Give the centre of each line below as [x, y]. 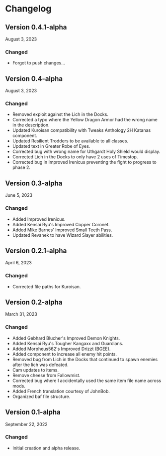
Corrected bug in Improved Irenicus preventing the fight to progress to [84, 162]
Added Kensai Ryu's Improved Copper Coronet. [61, 224]
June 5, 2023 [19, 195]
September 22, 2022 [27, 424]
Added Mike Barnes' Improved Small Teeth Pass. [62, 230]
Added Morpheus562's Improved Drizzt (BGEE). [61, 349]
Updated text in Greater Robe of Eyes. [51, 146]
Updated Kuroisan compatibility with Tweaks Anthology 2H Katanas [82, 130]
